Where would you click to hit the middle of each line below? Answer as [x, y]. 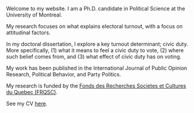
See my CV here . [27, 104]
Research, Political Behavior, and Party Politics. [64, 74]
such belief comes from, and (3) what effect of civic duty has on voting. [94, 56]
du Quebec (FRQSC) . [32, 92]
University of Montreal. [34, 15]
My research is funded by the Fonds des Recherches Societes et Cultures [96, 86]
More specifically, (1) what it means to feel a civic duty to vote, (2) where [95, 50]
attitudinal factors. [28, 33]
